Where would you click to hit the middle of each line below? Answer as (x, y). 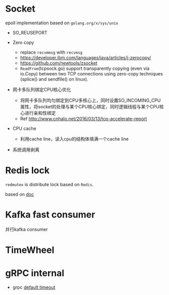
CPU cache (24, 128)
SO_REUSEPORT (30, 32)
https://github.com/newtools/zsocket (59, 63)
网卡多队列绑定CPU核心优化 (42, 90)
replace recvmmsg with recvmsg (51, 52)
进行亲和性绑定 (40, 113)
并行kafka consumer (27, 229)
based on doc (20, 194)
